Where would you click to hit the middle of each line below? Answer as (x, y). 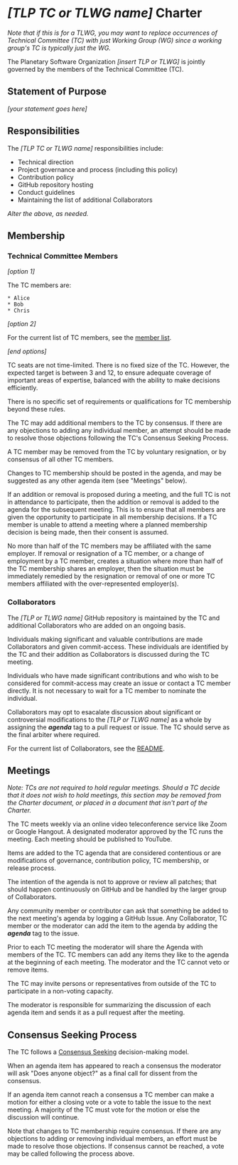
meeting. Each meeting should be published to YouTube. (90, 839)
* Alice (19, 299)
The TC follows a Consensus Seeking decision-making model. (98, 1052)
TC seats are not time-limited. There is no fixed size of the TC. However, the (118, 365)
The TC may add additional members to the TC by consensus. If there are (115, 423)
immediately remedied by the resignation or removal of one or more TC (111, 576)
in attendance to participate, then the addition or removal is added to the (113, 502)
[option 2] (22, 324)
